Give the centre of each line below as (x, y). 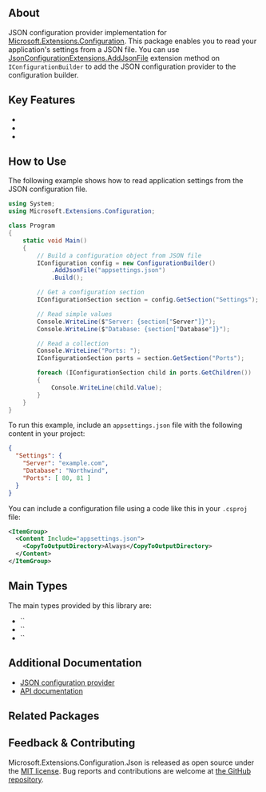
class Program (32, 226)
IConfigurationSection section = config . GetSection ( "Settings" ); (148, 300)
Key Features (42, 100)
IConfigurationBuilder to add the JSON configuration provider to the (122, 66)
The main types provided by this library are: (80, 605)
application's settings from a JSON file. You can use (94, 49)
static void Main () (55, 240)
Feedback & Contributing (72, 743)
